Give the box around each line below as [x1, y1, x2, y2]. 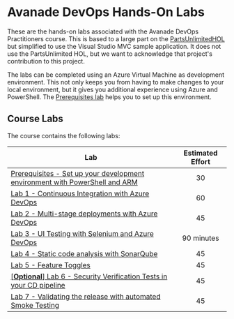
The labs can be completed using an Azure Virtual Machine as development [7, 71, 225, 79]
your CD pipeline [10, 280, 65, 290]
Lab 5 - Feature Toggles [10, 260, 91, 269]
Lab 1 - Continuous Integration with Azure [10, 188, 150, 198]
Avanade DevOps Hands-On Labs [7, 4, 205, 20]
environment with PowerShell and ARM [10, 177, 138, 187]
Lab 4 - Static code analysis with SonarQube [10, 248, 158, 258]
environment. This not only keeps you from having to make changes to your [7, 77, 224, 86]
